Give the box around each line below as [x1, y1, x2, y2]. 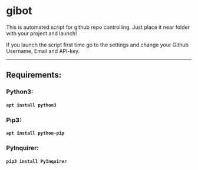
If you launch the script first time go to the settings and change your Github [6, 41, 189, 48]
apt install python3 [6, 102, 57, 108]
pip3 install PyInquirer [6, 158, 67, 164]
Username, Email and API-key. [6, 47, 80, 54]
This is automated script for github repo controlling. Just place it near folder [6, 24, 190, 31]
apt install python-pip [6, 131, 65, 136]
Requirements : [6, 70, 62, 80]
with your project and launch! [6, 29, 77, 36]
